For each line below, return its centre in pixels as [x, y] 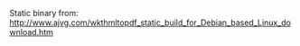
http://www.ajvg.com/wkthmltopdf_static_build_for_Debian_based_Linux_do [150, 23]
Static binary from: [44, 13]
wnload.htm [32, 32]
